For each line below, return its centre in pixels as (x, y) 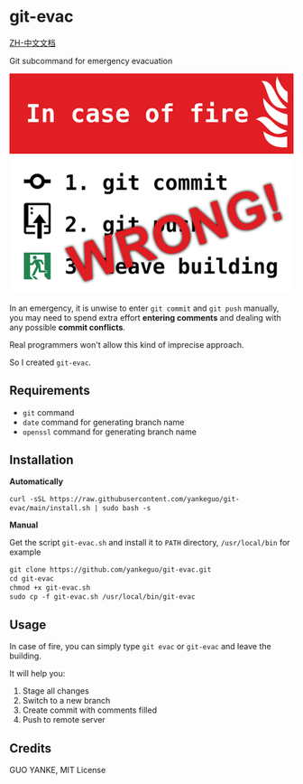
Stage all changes (56, 691)
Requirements (50, 391)
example (25, 552)
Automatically (37, 481)
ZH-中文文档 (32, 42)
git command (48, 412)
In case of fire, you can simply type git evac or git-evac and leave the (141, 647)
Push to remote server (64, 720)
